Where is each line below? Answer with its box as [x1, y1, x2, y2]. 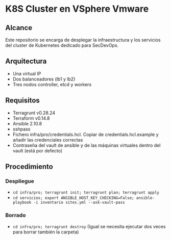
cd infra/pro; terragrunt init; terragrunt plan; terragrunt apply [12, 190, 159, 195]
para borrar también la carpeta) [12, 229, 79, 235]
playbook [12, 200, 32, 205]
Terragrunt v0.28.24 [12, 110, 56, 116]
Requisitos [5, 96, 40, 105]
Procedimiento [5, 163, 54, 171]
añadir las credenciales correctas [12, 137, 83, 143]
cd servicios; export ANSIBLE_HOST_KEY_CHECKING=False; [12, 196, 134, 201]
